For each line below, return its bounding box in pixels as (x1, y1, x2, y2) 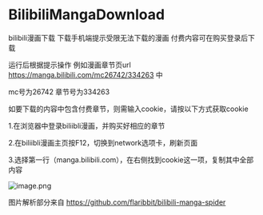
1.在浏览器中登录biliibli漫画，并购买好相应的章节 (8, 121, 165, 130)
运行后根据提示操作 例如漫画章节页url (8, 60, 132, 70)
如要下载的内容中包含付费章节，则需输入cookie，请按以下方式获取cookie (8, 104, 249, 113)
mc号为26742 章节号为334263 (8, 86, 110, 97)
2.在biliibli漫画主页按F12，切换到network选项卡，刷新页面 (8, 137, 198, 147)
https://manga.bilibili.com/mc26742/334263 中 (8, 70, 163, 79)
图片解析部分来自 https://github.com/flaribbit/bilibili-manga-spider (8, 197, 226, 207)
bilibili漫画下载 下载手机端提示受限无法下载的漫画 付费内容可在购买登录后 (8, 33, 249, 42)
